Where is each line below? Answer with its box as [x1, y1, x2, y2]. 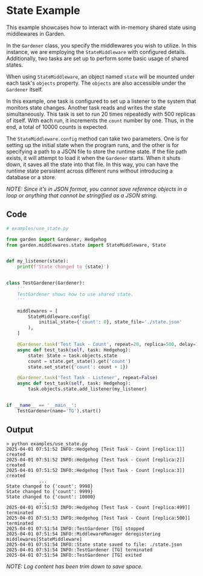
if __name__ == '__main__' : [6, 402, 77, 408]
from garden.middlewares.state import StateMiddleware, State [6, 242, 166, 248]
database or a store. [6, 173, 56, 180]
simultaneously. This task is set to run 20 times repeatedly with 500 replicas [6, 110, 196, 118]
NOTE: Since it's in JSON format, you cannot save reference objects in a [6, 185, 187, 193]
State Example [6, 4, 80, 18]
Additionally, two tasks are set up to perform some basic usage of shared [6, 55, 189, 62]
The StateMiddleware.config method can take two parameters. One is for [6, 134, 188, 142]
